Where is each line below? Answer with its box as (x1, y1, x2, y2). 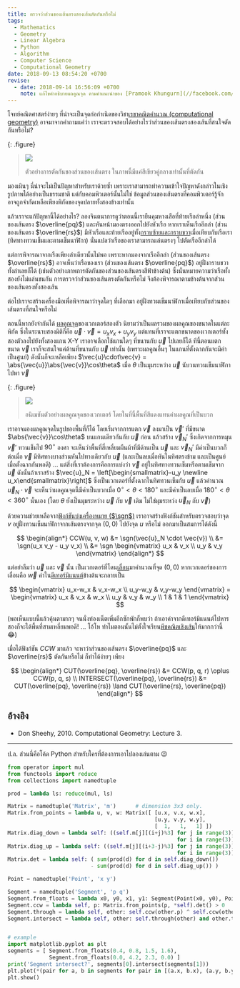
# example (7, 934, 37, 942)
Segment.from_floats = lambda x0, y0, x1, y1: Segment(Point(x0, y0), (7, 894, 222, 902)
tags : (7, 17, 24, 24)
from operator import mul (7, 764, 84, 771)
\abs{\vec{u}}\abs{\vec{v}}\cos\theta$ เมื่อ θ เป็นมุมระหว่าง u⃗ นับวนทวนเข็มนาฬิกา (7, 360, 231, 369)
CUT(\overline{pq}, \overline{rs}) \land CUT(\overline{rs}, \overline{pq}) (14, 682, 226, 690)
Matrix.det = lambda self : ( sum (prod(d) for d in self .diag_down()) (7, 856, 219, 863)
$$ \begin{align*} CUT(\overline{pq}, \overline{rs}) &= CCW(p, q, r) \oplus (10, 667, 230, 675)
